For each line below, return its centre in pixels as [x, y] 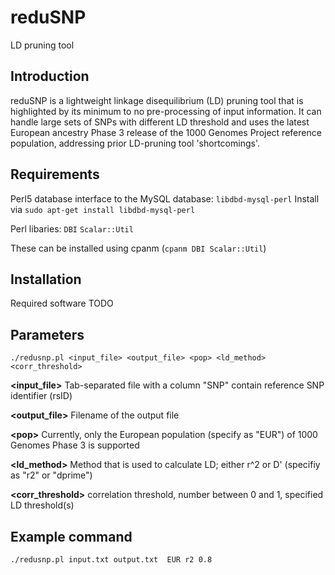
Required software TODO [62, 303]
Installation [46, 279]
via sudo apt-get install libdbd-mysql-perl [103, 209]
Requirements [55, 174]
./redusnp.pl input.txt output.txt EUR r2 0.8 [111, 560]
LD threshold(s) [42, 505]
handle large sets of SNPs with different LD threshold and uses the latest [160, 122]
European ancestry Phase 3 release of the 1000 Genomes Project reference [166, 132]
